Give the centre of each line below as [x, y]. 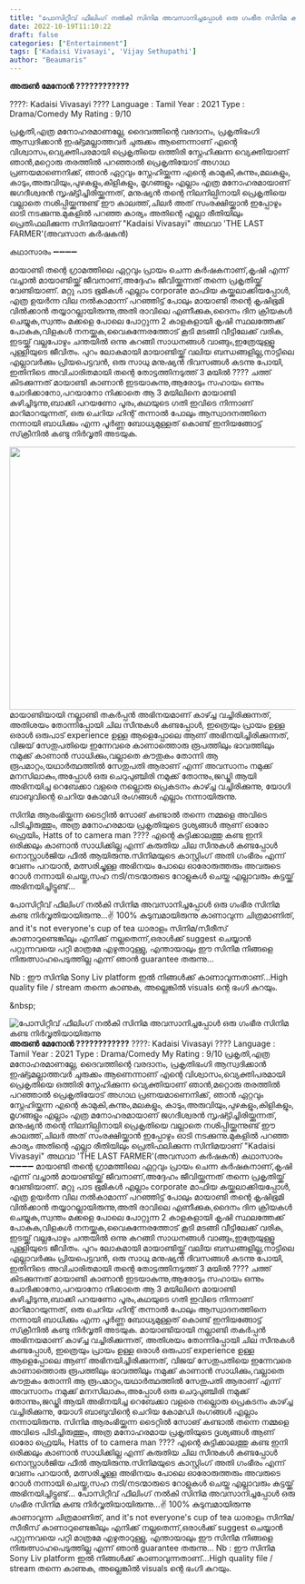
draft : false [34, 35]
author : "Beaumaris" [49, 60]
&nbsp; [23, 1006]
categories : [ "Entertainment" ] [69, 43]
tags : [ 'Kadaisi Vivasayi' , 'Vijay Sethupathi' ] [103, 52]
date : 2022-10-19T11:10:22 [60, 26]
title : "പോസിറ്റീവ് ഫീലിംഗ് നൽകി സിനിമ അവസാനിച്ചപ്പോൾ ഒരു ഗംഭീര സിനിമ [148, 18]
